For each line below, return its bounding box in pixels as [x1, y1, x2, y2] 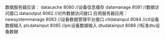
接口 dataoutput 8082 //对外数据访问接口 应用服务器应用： [9, 10, 128, 16]
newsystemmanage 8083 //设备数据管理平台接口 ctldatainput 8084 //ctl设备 [5, 17, 160, 22]
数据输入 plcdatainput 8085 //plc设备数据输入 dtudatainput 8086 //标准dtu [5, 22, 156, 28]
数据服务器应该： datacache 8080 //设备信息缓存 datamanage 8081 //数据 [5, 4, 155, 10]
